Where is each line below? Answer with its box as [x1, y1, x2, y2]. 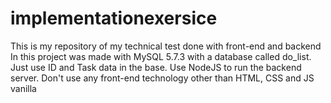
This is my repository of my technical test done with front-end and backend [10, 40, 322, 52]
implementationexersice [10, 7, 218, 30]
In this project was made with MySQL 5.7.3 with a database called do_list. [10, 50, 312, 62]
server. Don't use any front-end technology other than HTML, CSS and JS [10, 72, 315, 84]
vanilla [10, 82, 37, 94]
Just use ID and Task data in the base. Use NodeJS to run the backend [10, 61, 302, 73]
